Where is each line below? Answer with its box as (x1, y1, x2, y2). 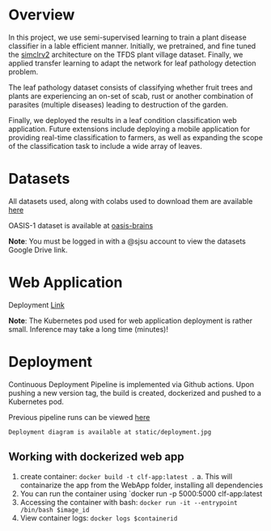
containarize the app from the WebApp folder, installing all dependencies (19, 480, 264, 490)
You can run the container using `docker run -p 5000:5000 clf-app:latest (19, 488, 263, 499)
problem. (8, 66, 39, 76)
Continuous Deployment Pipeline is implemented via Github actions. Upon (8, 379, 255, 389)
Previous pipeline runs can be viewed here (8, 412, 150, 422)
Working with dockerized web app (8, 450, 184, 464)
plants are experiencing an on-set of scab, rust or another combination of (8, 91, 253, 100)
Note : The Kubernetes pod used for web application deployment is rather (8, 316, 253, 325)
